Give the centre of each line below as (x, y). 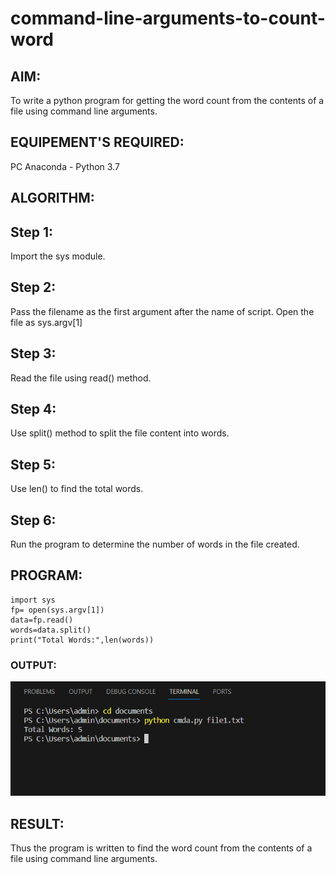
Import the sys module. (58, 256)
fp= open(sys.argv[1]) (57, 610)
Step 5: (33, 464)
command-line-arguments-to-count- (168, 18)
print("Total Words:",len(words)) (82, 640)
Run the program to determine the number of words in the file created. (155, 544)
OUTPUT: (33, 665)
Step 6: (33, 520)
